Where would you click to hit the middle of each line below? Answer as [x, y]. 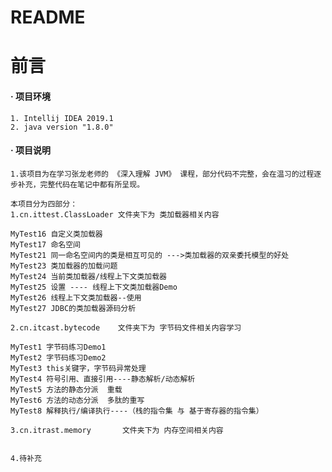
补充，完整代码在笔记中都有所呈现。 [81, 184]
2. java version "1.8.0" [62, 127]
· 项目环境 [30, 96]
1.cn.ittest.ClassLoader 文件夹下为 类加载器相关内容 [115, 214]
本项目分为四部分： [44, 204]
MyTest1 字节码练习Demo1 [58, 347]
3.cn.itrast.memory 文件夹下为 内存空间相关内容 [117, 430]
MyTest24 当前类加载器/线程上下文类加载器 [88, 276]
